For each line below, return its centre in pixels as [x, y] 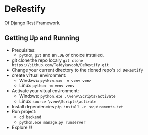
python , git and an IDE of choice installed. [61, 55]
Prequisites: [24, 50]
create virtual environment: [39, 75]
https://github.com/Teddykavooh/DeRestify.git [60, 65]
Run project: [24, 111]
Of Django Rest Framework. [33, 23]
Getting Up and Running [42, 38]
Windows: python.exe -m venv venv [55, 80]
